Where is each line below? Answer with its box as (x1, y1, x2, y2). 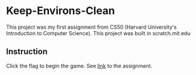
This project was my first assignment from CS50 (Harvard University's (6, 23, 177, 30)
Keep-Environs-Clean (6, 4, 115, 18)
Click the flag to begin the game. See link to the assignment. (6, 62, 152, 69)
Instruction (6, 47, 48, 57)
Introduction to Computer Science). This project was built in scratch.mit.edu (6, 29, 191, 36)
